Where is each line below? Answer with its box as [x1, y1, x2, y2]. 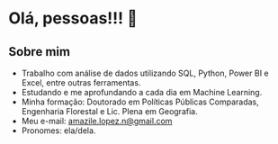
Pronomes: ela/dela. [21, 125, 96, 136]
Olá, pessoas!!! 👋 [8, 8, 139, 29]
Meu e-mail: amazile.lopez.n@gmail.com [21, 116, 173, 126]
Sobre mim [8, 44, 71, 59]
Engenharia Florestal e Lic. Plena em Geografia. [21, 106, 199, 116]
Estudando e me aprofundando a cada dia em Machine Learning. [21, 87, 263, 97]
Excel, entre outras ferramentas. [21, 77, 141, 88]
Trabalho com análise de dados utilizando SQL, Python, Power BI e [21, 67, 269, 78]
